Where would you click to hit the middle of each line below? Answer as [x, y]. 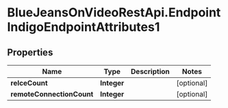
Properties [30, 52]
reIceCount [29, 83]
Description [150, 71]
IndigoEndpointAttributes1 [84, 27]
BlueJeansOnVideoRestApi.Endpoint [114, 13]
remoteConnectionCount [52, 94]
